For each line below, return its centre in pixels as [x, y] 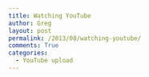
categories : [28, 53]
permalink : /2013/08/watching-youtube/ [75, 38]
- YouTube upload [44, 61]
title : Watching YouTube [50, 16]
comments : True [34, 46]
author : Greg [30, 23]
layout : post [30, 30]
